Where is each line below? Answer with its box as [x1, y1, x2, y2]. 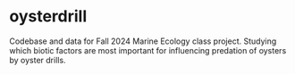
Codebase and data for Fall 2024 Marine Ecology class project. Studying [9, 36, 277, 46]
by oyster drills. [9, 54, 66, 65]
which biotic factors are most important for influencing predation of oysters [9, 45, 287, 55]
